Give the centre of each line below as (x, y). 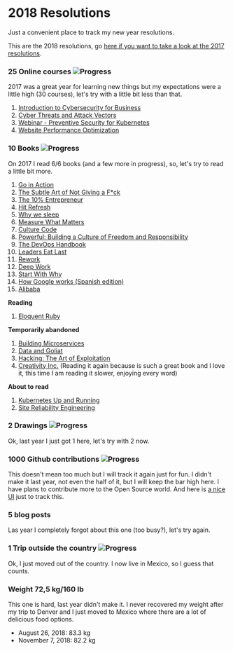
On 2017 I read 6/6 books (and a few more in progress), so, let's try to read (116, 163)
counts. (19, 571)
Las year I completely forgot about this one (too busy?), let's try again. (109, 530)
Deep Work (34, 266)
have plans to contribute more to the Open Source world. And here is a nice (117, 489)
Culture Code (37, 229)
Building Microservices (51, 343)
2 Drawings (28, 425)
